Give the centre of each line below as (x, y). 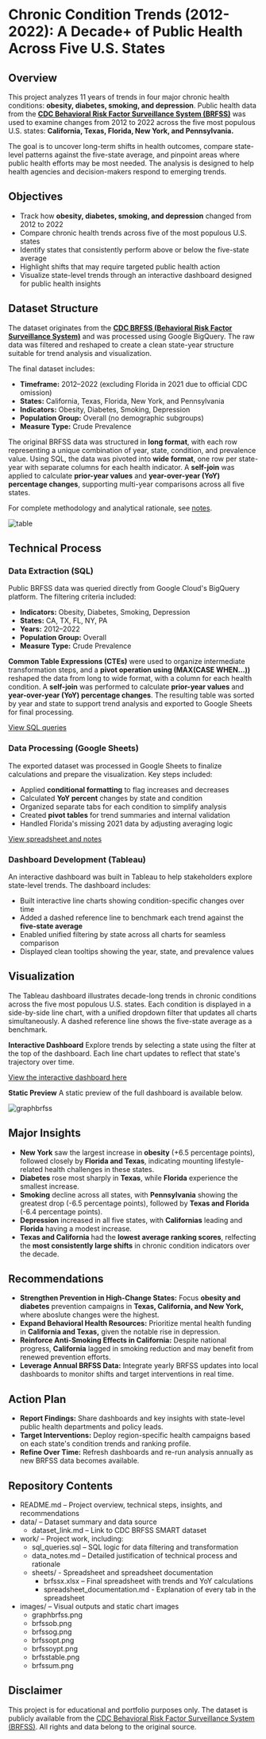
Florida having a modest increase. (76, 1229)
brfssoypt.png (54, 1648)
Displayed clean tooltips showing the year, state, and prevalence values (137, 951)
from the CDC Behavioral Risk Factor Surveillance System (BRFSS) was (127, 114)
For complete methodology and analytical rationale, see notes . (110, 508)
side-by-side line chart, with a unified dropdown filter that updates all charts (133, 1012)
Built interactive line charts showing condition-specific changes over (132, 901)
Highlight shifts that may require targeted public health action (120, 266)
